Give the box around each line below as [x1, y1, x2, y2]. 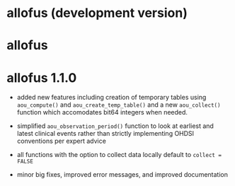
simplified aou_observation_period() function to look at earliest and [16, 122, 214, 130]
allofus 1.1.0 [6, 69, 77, 86]
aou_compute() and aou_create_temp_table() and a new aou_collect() [16, 100, 221, 109]
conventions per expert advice [16, 136, 107, 146]
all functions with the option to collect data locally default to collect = [16, 151, 222, 159]
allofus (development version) [6, 5, 188, 21]
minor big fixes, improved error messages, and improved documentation [16, 170, 228, 179]
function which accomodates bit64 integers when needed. [16, 108, 188, 117]
